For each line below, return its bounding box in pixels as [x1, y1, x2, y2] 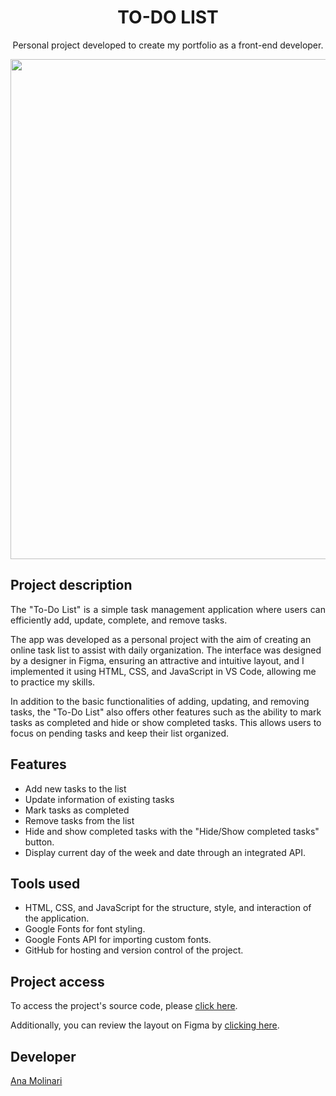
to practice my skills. [10, 676, 96, 688]
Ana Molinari [10, 1075, 63, 1086]
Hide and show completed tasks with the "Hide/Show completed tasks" [24, 825, 320, 837]
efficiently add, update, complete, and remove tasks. [10, 614, 228, 626]
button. [24, 836, 55, 848]
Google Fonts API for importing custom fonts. [24, 934, 212, 946]
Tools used [10, 875, 81, 892]
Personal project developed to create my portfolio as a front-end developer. [12, 39, 324, 51]
